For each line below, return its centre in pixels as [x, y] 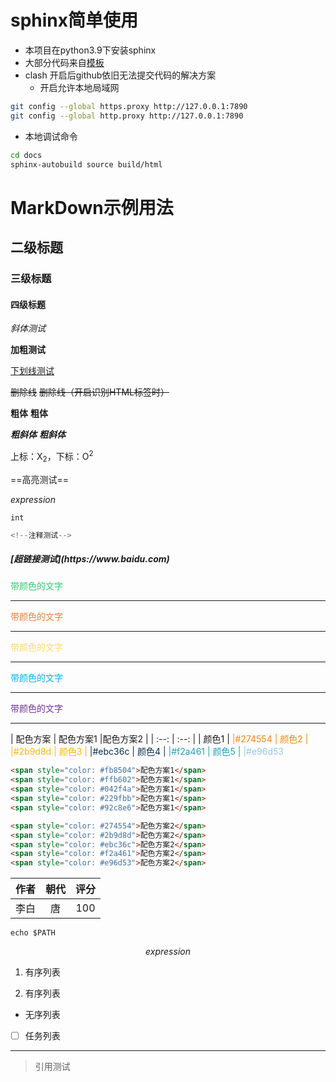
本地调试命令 [51, 136]
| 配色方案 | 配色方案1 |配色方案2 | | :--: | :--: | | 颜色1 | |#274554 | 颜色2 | [159, 739]
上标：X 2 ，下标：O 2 [52, 457]
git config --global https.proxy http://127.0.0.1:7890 [129, 106]
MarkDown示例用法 [92, 207]
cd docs [26, 155]
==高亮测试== [40, 479]
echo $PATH [33, 933]
